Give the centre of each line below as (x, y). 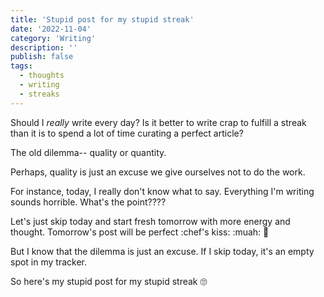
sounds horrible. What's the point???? (88, 202)
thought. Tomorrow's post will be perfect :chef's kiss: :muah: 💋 (140, 232)
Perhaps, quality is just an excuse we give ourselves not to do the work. (158, 172)
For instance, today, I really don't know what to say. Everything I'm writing (162, 191)
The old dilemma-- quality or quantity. (88, 152)
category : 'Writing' (53, 38)
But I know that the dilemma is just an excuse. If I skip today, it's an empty (162, 251)
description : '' (44, 47)
